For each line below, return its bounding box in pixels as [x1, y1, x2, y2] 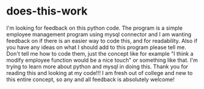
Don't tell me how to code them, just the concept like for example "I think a [6, 50, 194, 57]
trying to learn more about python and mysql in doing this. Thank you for [6, 62, 189, 70]
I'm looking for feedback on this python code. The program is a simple [6, 24, 183, 31]
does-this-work [6, 4, 88, 18]
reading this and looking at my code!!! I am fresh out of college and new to [6, 69, 193, 76]
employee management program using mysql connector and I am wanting [6, 30, 192, 38]
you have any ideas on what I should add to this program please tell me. [6, 44, 187, 51]
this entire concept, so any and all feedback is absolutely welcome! [6, 76, 175, 83]
